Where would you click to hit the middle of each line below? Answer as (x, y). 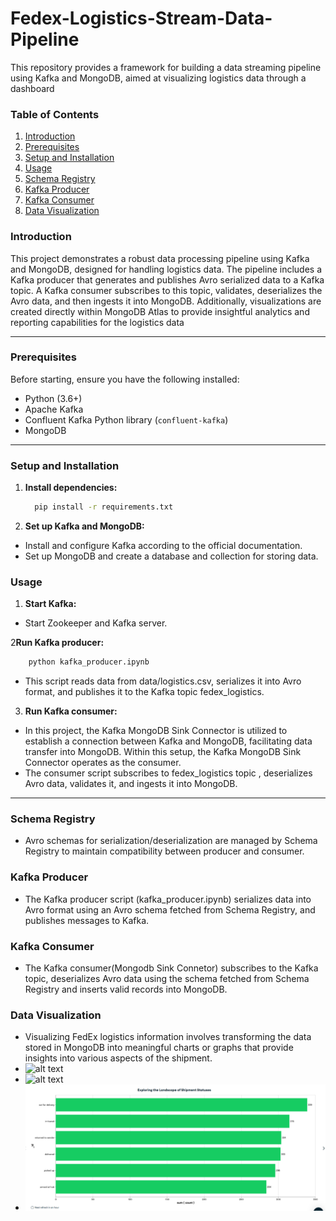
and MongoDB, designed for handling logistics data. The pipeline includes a (166, 269)
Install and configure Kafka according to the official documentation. (163, 545)
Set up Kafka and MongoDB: (84, 526)
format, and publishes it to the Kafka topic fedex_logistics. (144, 692)
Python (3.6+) (53, 398)
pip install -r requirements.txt (104, 507)
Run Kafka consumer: (71, 711)
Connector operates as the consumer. (103, 763)
